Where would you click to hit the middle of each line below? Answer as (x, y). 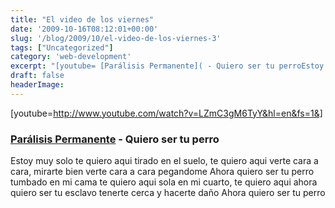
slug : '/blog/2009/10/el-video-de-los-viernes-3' (116, 38)
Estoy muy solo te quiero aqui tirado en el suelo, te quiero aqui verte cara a (164, 161)
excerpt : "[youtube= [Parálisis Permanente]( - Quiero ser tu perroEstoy (167, 66)
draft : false (37, 76)
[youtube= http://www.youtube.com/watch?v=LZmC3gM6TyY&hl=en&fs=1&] (166, 113)
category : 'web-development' (71, 57)
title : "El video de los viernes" (82, 19)
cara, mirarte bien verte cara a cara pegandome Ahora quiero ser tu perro (162, 172)
